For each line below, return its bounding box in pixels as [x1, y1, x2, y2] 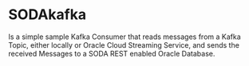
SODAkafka [8, 6, 86, 24]
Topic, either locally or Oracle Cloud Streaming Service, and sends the [8, 40, 239, 49]
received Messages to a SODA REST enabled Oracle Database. [8, 49, 215, 58]
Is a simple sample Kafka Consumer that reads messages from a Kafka [8, 32, 241, 41]
